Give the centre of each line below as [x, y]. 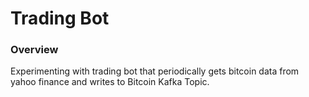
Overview [34, 50]
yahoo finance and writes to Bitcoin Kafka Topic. [110, 82]
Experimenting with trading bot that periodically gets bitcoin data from [155, 71]
